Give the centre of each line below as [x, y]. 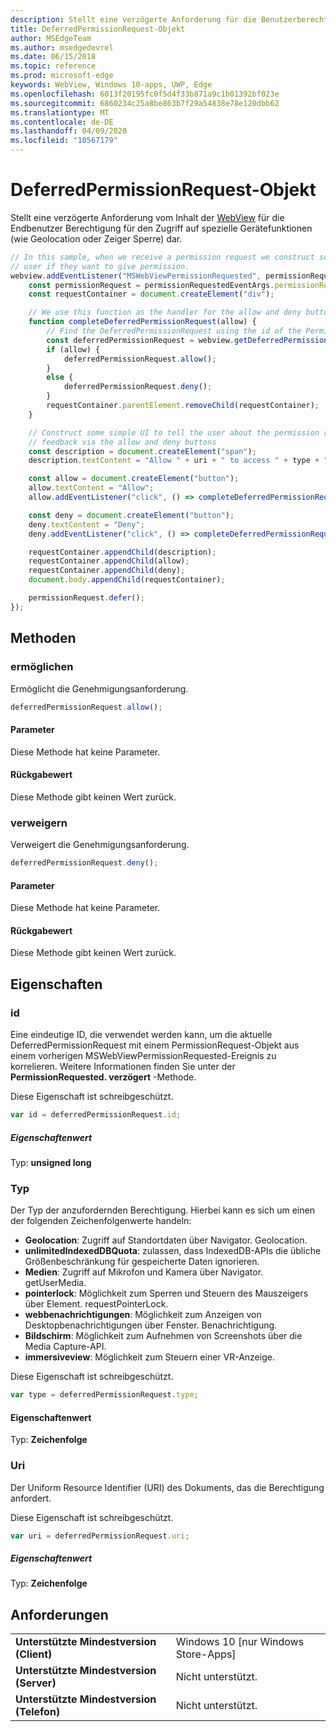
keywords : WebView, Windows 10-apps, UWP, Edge [111, 85]
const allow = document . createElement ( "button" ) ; [134, 479]
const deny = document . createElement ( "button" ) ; [131, 515]
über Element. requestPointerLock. [96, 1304]
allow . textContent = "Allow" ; [91, 488]
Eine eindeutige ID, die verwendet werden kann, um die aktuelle [141, 1035]
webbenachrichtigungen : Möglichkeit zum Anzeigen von [143, 1315]
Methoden [43, 638]
